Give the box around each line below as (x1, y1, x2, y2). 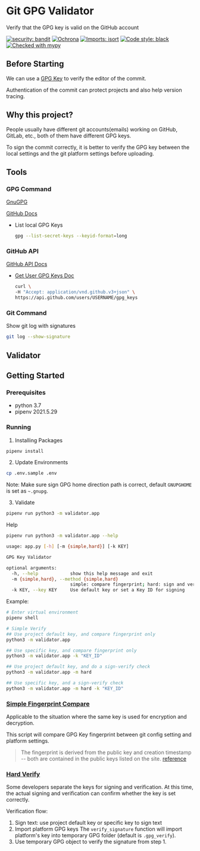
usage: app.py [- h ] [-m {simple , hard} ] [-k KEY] (6, 543, 129, 550)
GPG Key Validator (6, 554, 52, 560)
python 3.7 (14, 402, 42, 409)
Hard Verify (6, 770, 40, 778)
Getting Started (6, 371, 65, 380)
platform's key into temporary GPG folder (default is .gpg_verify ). (14, 832, 176, 839)
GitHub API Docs (6, 261, 48, 268)
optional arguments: (6, 565, 58, 571)
